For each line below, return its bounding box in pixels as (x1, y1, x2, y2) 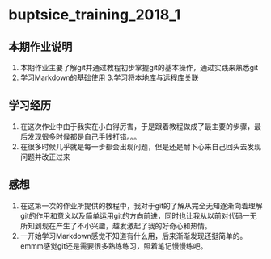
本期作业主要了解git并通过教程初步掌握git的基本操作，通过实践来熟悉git (19, 63, 259, 72)
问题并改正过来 (19, 152, 70, 161)
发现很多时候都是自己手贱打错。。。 (27, 132, 142, 141)
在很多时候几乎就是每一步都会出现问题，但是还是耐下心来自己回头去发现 (19, 141, 261, 151)
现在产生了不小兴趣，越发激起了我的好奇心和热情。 (41, 220, 212, 231)
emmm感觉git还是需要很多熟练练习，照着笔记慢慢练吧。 (19, 240, 208, 251)
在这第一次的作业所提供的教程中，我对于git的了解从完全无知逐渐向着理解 (19, 200, 263, 211)
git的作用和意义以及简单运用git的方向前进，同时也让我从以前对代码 (19, 211, 243, 220)
